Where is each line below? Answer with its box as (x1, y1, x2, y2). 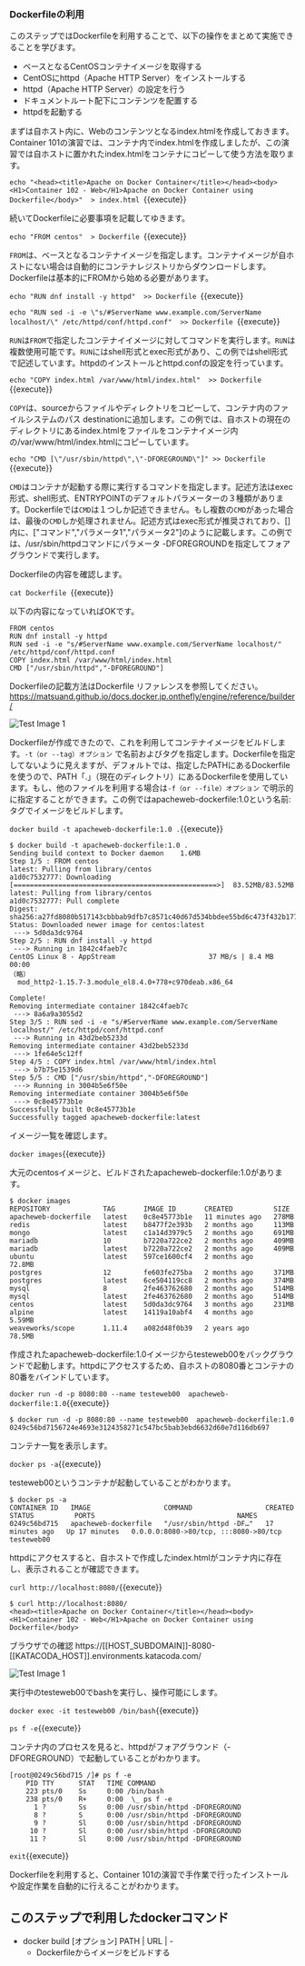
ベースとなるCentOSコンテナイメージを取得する (22, 61, 202, 72)
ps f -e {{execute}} (9, 1722, 82, 1733)
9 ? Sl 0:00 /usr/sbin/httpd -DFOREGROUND (33, 1819, 242, 1828)
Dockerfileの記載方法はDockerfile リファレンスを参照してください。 (9, 681, 263, 692)
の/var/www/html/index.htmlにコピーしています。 (9, 436, 193, 447)
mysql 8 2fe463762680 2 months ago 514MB (9, 1284, 295, 1293)
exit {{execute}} (9, 1851, 70, 1861)
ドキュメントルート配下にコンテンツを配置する (22, 95, 198, 106)
